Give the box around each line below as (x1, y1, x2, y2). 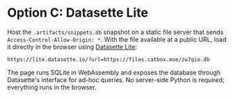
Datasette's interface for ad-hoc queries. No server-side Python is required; (7, 75, 225, 84)
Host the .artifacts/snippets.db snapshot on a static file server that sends (7, 28, 224, 36)
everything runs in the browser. (7, 83, 97, 91)
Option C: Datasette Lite (7, 5, 148, 21)
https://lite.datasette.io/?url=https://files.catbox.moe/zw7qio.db (7, 56, 210, 63)
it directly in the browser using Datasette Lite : (7, 42, 138, 51)
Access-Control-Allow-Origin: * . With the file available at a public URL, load (7, 35, 227, 43)
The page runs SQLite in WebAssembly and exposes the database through (7, 68, 221, 76)
